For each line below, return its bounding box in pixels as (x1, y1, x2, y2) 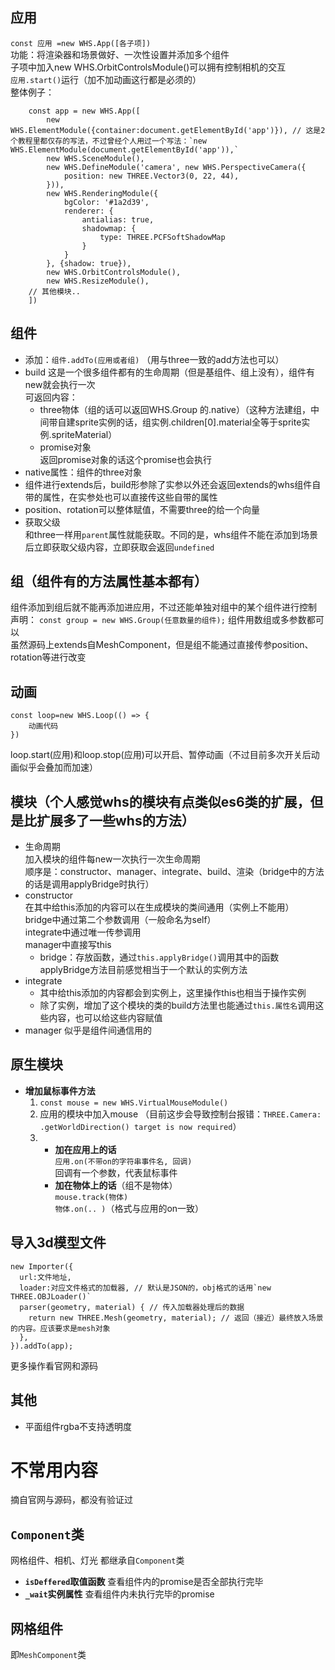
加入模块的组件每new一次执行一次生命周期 (24, 853, 201, 865)
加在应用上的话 (54, 1143, 117, 1155)
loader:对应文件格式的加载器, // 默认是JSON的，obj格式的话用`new (19, 1283, 272, 1293)
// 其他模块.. (28, 286, 81, 297)
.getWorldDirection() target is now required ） (39, 1120, 242, 1132)
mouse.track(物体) (54, 1192, 129, 1202)
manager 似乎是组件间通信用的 (24, 1024, 153, 1037)
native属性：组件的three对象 (24, 466, 142, 478)
